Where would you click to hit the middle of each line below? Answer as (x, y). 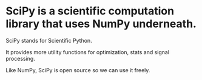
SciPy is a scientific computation (90, 11)
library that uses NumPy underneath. (101, 24)
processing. (21, 58)
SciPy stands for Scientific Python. (49, 40)
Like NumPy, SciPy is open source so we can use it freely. (78, 70)
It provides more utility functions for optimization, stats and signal (88, 52)
